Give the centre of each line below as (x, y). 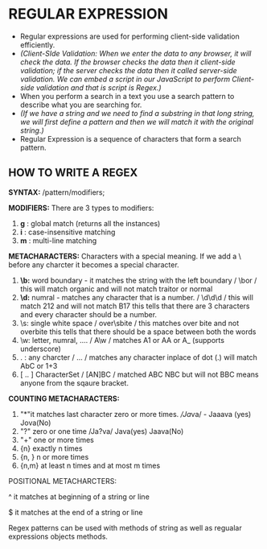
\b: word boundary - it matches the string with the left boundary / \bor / (138, 280)
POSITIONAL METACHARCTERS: (63, 481)
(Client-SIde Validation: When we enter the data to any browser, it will (136, 53)
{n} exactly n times (51, 448)
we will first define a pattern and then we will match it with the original (137, 122)
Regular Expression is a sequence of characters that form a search (130, 138)
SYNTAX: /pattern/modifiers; (57, 192)
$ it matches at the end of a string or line (76, 512)
